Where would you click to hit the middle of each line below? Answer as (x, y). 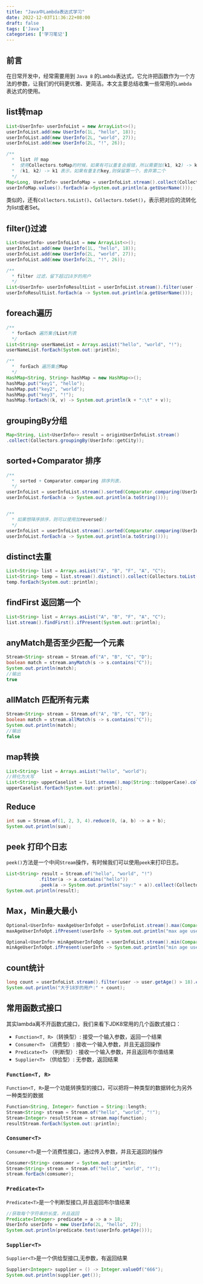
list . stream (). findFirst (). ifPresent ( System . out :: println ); (84, 622)
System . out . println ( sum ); (39, 826)
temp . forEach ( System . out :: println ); (52, 582)
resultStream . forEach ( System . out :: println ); (63, 1124)
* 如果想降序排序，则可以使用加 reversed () (60, 519)
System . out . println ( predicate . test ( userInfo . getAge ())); (79, 1230)
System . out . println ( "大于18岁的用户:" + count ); (66, 988)
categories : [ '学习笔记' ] (37, 34)
